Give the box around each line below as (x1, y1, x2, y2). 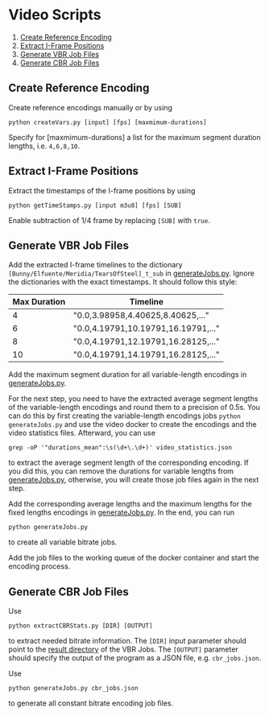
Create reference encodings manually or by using (8, 102, 173, 112)
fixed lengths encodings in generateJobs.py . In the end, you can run (8, 507, 235, 517)
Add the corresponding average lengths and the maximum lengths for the (8, 499, 252, 509)
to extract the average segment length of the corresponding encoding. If (8, 457, 250, 468)
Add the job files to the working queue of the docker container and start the (8, 553, 259, 563)
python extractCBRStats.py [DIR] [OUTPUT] (8, 622, 153, 630)
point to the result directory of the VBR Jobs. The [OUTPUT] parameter (8, 644, 239, 654)
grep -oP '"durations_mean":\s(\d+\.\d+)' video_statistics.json (8, 444, 232, 452)
